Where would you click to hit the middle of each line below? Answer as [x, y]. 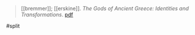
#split [13, 26]
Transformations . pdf [47, 15]
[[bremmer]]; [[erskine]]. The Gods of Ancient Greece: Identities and [105, 8]
